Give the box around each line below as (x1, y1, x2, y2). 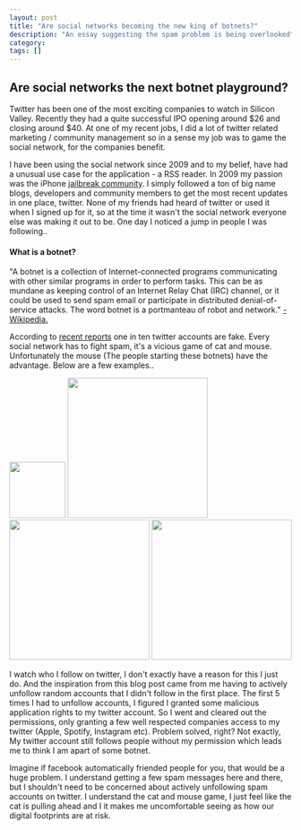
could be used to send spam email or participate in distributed (9, 295, 239, 306)
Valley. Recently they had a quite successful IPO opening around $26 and (9, 113, 280, 124)
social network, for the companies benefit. (9, 141, 166, 153)
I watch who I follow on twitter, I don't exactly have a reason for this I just (9, 669, 279, 680)
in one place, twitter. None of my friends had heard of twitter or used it (9, 197, 271, 207)
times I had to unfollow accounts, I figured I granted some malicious (9, 697, 260, 709)
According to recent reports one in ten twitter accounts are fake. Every (9, 331, 271, 342)
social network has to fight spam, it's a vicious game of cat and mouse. (9, 341, 272, 352)
